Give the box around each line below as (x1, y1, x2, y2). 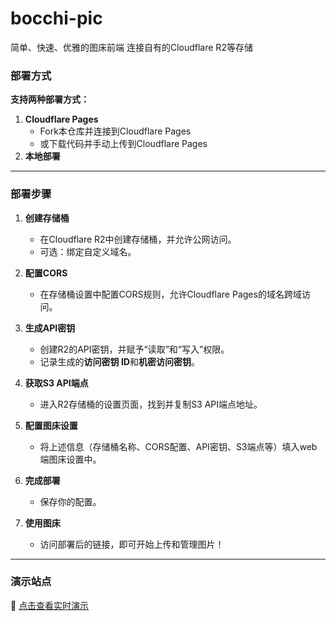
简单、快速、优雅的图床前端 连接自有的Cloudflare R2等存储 (10, 41, 253, 53)
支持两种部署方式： (10, 93, 90, 106)
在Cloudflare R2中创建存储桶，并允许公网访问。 (39, 233, 237, 245)
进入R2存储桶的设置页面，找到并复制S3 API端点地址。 (39, 398, 263, 410)
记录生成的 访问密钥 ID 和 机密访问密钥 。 (39, 355, 200, 367)
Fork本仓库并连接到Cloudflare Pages (39, 125, 192, 137)
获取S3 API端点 (24, 377, 89, 389)
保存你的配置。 (39, 495, 102, 507)
